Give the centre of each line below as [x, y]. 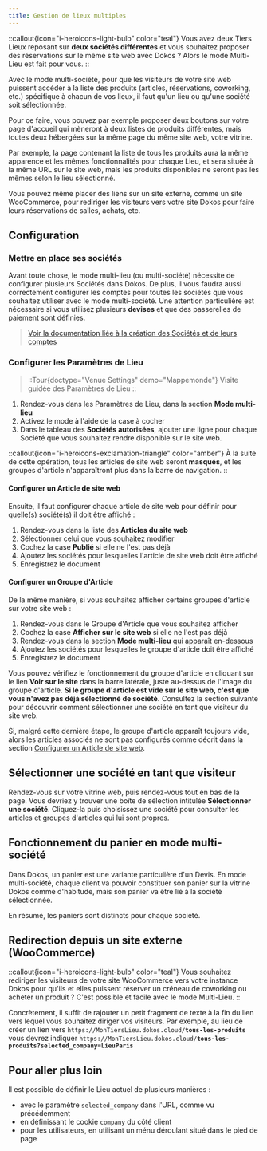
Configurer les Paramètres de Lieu [76, 362]
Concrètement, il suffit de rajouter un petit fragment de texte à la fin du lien [131, 1013]
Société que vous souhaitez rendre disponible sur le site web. [121, 438]
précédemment [45, 1114]
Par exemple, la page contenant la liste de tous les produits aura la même [128, 152]
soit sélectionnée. [37, 104]
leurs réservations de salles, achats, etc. [75, 210]
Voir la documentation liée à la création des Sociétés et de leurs [132, 333]
